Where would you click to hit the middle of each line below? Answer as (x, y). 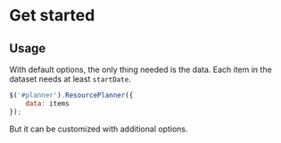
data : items (47, 103)
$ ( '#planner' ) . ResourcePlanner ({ (71, 95)
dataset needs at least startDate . (70, 79)
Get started (52, 16)
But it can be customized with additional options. (99, 129)
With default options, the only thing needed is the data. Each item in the (140, 69)
